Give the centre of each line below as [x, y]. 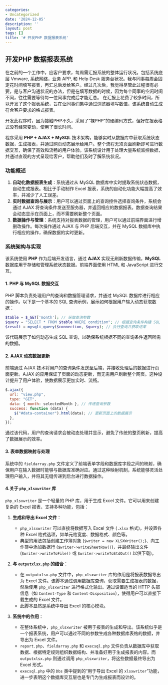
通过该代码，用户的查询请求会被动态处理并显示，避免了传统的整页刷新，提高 [84, 433]
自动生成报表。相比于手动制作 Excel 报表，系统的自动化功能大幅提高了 [85, 188]
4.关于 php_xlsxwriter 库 [31, 489]
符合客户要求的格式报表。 [31, 110]
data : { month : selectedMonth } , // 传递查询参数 [60, 404]
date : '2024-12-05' [25, 19]
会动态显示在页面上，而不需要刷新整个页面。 [58, 213]
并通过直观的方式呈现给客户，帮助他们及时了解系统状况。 [64, 156]
